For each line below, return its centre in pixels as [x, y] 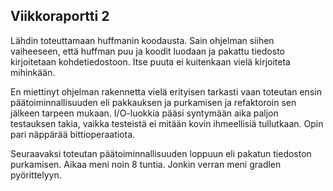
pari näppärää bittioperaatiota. [73, 134]
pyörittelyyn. [36, 175]
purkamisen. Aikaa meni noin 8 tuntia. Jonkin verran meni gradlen [146, 164]
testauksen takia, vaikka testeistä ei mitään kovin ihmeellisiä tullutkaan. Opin [167, 123]
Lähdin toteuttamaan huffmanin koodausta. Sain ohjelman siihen [142, 40]
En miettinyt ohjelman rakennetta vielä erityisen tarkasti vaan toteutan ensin [166, 91]
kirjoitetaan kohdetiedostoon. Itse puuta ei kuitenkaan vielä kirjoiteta [150, 61]
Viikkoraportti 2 [60, 16]
